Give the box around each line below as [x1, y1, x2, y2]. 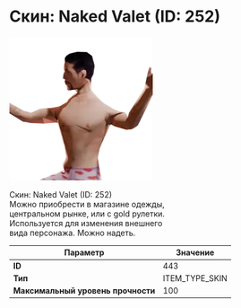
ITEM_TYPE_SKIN [162, 272, 228, 284]
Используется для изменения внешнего [9, 217, 163, 228]
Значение [176, 247, 215, 258]
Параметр [64, 247, 105, 258]
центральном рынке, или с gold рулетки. [9, 208, 166, 219]
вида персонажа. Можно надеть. [9, 227, 136, 238]
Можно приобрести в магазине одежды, [9, 198, 165, 209]
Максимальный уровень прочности [13, 286, 156, 296]
